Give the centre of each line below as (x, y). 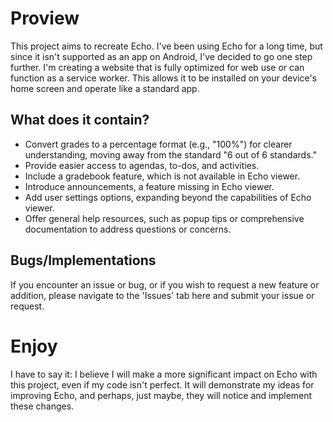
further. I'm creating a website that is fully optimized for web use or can (157, 67)
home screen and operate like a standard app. (105, 88)
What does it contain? (80, 120)
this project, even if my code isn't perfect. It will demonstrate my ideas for (162, 384)
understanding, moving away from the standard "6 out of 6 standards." (170, 154)
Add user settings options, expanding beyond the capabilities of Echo (168, 197)
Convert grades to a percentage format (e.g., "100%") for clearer (158, 144)
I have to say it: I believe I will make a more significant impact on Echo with (164, 374)
